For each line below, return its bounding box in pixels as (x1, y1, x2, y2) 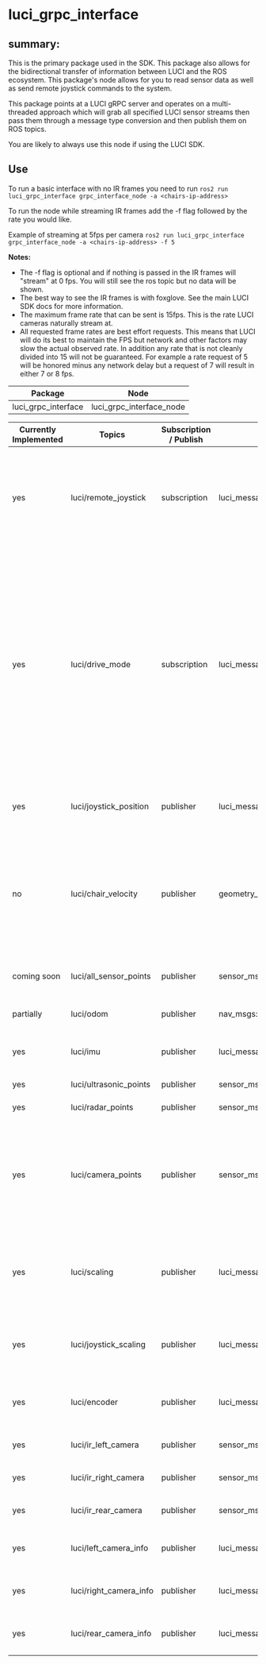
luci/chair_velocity (70, 888, 139, 899)
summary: (8, 37, 60, 51)
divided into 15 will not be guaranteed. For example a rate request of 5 (19, 352, 248, 361)
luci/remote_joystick (70, 492, 146, 503)
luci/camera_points (70, 1169, 142, 1180)
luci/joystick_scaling (70, 1338, 146, 1349)
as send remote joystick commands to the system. (8, 83, 173, 93)
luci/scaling (70, 1266, 114, 1277)
